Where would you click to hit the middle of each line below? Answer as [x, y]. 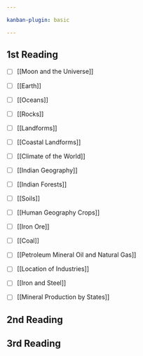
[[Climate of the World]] [51, 156]
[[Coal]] [28, 241]
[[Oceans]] [32, 100]
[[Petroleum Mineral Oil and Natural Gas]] [76, 255]
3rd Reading [34, 344]
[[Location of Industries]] [53, 269]
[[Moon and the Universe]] [55, 72]
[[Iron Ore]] [33, 227]
